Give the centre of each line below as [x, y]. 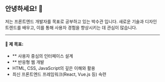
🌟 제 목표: [14, 44]
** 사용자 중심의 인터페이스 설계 [43, 56]
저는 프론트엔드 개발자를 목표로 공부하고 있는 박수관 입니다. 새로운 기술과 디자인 [81, 21]
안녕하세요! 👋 [24, 9]
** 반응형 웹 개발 [28, 62]
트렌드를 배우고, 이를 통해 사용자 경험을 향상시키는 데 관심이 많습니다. [71, 27]
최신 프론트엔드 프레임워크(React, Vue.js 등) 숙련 [59, 74]
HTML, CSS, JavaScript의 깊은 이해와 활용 [54, 68]
